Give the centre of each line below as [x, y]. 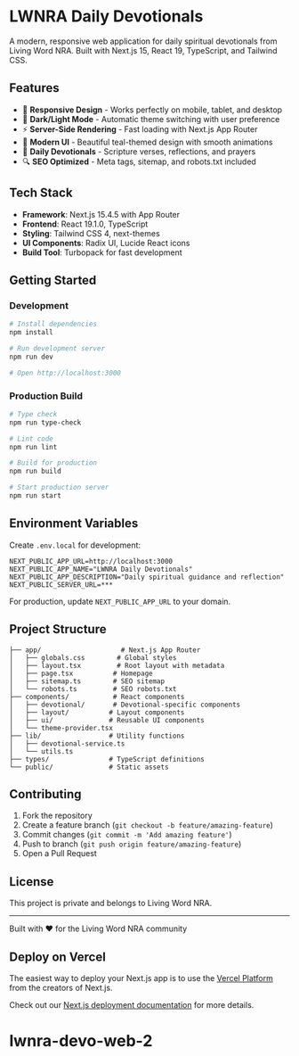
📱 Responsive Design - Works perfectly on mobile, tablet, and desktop [152, 110]
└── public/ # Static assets [89, 767]
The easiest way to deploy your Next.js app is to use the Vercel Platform [141, 978]
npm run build [36, 471]
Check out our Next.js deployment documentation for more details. [132, 1004]
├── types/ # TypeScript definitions [107, 759]
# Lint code [31, 439]
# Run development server [57, 349]
